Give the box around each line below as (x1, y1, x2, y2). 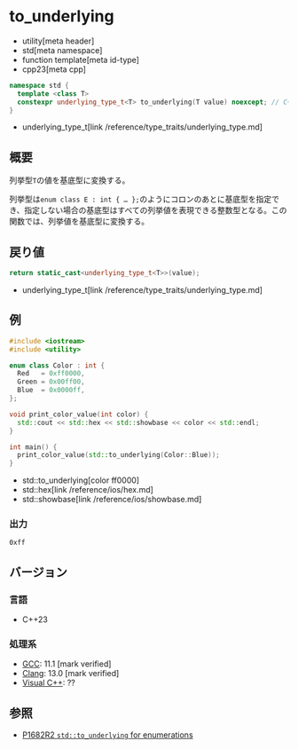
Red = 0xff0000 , (17, 369, 86, 378)
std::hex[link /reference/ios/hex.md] (21, 485, 153, 495)
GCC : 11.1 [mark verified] (21, 658, 112, 669)
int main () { (9, 442, 58, 452)
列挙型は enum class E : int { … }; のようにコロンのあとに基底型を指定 (9, 193, 272, 205)
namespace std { (9, 81, 69, 90)
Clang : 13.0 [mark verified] (21, 668, 120, 679)
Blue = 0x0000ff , (17, 386, 86, 395)
